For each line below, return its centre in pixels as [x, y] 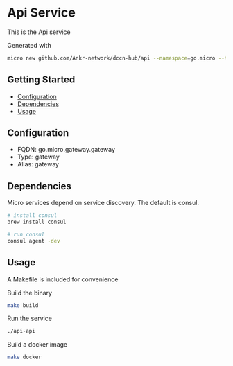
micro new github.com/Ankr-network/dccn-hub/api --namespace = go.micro [111, 58]
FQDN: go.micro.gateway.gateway [66, 150]
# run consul [26, 234]
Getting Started [41, 80]
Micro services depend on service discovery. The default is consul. [103, 203]
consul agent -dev [34, 241]
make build [23, 305]
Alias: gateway [38, 164]
